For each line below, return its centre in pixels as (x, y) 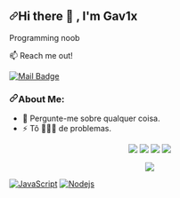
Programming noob (45, 37)
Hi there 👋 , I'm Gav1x (78, 16)
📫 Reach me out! (41, 55)
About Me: (41, 99)
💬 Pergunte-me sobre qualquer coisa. (91, 119)
